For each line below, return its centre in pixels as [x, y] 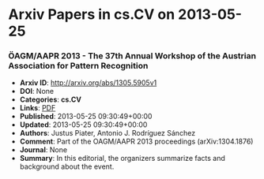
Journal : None [43, 150]
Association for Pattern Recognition [78, 66]
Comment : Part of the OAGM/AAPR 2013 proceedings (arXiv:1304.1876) [136, 142]
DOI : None [36, 91]
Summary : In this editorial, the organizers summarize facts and [122, 158]
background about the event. [67, 166]
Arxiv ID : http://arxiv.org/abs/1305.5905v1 [88, 83]
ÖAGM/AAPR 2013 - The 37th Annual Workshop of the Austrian [132, 56]
